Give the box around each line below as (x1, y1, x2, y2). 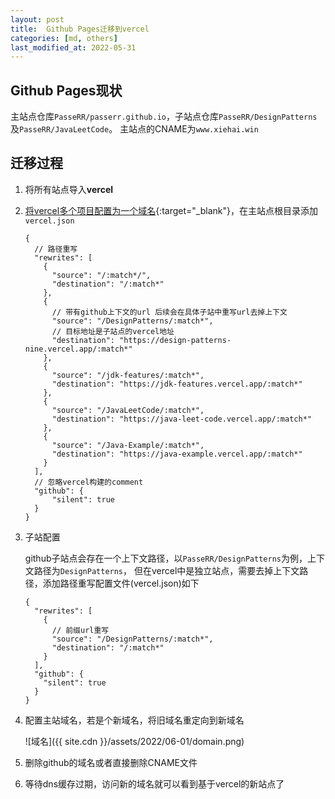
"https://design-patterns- (119, 335, 232, 345)
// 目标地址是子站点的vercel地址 (51, 326, 175, 336)
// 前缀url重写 (51, 625, 110, 635)
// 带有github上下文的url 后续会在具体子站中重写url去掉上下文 (51, 307, 288, 317)
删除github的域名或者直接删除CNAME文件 (24, 756, 198, 768)
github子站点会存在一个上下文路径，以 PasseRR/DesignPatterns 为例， (24, 552, 308, 564)
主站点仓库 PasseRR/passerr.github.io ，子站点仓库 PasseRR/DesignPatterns (10, 111, 318, 123)
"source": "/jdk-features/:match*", (51, 370, 205, 380)
